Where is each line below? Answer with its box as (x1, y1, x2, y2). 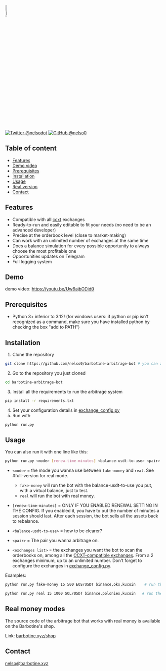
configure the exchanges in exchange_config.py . (12, 563, 112, 569)
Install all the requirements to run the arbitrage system (12, 389, 123, 394)
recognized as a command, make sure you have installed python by (12, 319, 150, 325)
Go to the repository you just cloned (12, 370, 85, 376)
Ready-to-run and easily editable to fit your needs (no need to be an (12, 222, 151, 227)
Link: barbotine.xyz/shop (5, 632, 56, 639)
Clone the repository (12, 352, 54, 358)
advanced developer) (12, 227, 56, 233)
